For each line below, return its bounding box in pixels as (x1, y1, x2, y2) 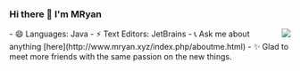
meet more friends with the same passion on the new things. (9, 51, 232, 62)
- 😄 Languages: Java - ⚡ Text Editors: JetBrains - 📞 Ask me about (9, 28, 250, 39)
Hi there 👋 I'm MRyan (9, 8, 103, 20)
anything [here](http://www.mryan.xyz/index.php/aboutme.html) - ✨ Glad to (9, 42, 289, 52)
